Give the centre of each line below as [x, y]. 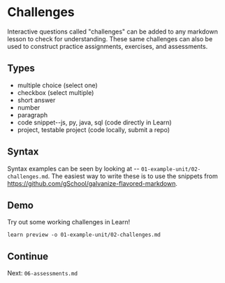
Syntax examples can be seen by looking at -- [73, 168]
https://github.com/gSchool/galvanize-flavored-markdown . [93, 183]
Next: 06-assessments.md [43, 273]
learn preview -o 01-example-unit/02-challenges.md [84, 235]
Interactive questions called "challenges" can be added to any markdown [113, 31]
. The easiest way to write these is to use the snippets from [133, 176]
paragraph [32, 115]
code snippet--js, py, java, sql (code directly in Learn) [95, 122]
